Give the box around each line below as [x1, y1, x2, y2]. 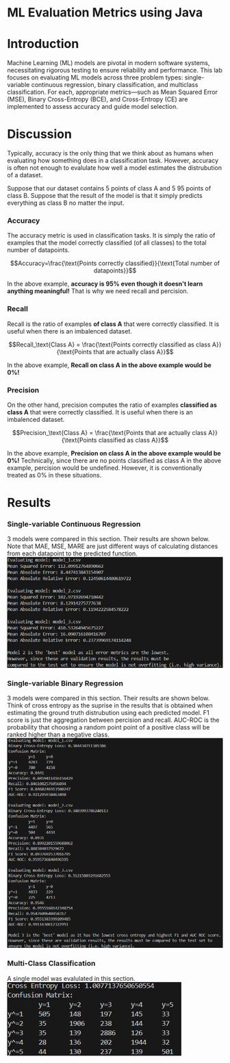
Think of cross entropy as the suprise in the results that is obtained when [7, 701, 214, 710]
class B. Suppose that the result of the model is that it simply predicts [7, 192, 203, 200]
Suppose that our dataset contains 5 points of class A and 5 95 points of [7, 184, 212, 192]
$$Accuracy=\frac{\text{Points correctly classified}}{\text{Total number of [10, 259, 220, 268]
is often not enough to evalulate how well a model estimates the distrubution [7, 164, 222, 172]
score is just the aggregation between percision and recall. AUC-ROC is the [7, 716, 220, 724]
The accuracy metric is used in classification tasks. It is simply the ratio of [7, 232, 216, 240]
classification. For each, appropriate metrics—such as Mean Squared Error [7, 88, 218, 97]
